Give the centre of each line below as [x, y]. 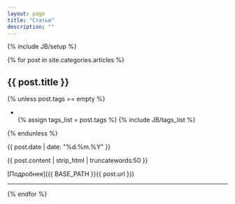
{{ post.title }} [38, 82]
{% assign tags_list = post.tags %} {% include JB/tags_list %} [106, 120]
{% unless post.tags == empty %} [56, 99]
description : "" [31, 27]
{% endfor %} [27, 194]
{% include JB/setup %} [42, 47]
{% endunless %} [33, 133]
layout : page [26, 14]
